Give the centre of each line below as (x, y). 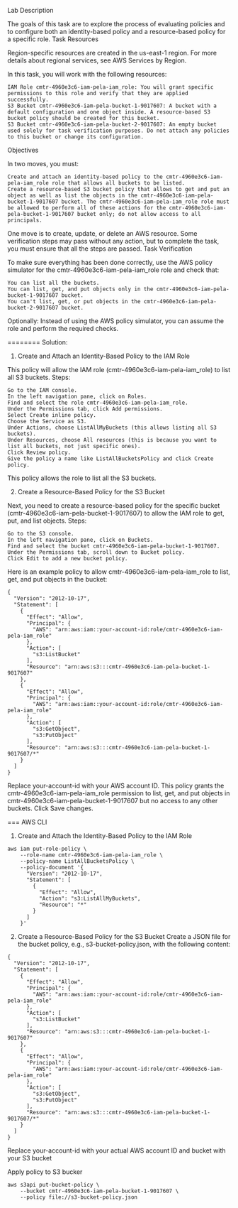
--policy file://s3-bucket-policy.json (79, 1197)
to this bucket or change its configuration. (75, 137)
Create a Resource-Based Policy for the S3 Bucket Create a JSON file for (124, 936)
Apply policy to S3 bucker (45, 1172)
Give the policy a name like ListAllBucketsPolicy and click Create (110, 459)
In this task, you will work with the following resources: (87, 74)
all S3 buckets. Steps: (39, 377)
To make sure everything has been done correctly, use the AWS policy (110, 262)
